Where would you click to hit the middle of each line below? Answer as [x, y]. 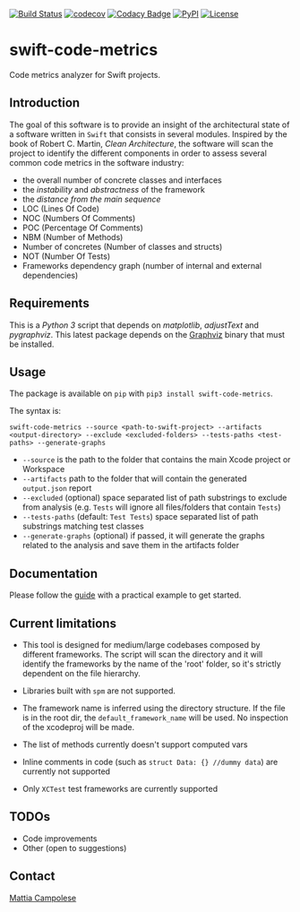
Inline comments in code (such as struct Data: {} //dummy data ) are [150, 762]
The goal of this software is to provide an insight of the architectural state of [150, 125]
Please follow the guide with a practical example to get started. [125, 595]
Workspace [43, 469]
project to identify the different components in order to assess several [138, 153]
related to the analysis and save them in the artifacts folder [131, 546]
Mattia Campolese [43, 898]
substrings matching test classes [83, 526]
